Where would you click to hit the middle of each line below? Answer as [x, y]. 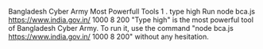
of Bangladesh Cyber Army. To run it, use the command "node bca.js [121, 28]
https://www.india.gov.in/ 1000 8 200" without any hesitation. [108, 36]
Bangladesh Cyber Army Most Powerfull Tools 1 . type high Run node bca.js [132, 11]
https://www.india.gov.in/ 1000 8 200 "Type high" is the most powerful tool [131, 20]
